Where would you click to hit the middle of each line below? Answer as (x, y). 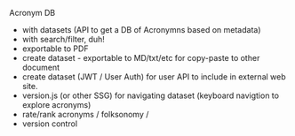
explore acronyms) (56, 105)
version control (50, 124)
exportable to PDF (55, 49)
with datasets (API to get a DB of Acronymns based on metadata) (141, 30)
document (41, 67)
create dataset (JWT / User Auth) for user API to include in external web (154, 77)
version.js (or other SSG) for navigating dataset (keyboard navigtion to (151, 95)
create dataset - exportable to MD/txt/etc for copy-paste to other (141, 58)
